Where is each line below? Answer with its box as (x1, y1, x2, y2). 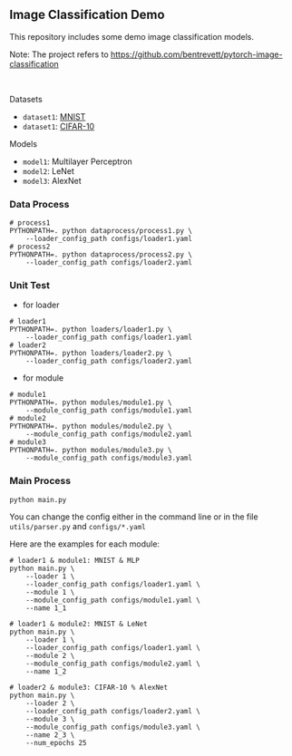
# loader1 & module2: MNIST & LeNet (9, 619, 148, 628)
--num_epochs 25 (25, 738, 88, 747)
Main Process (9, 475, 71, 488)
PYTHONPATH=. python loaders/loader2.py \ (9, 349, 172, 358)
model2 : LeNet (22, 165, 75, 176)
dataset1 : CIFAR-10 (22, 121, 95, 131)
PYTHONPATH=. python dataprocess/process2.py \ (9, 250, 193, 259)
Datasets (9, 93, 43, 104)
